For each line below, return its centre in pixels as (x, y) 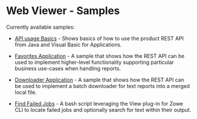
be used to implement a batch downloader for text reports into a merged (102, 86)
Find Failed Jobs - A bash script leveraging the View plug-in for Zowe (99, 103)
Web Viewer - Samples (63, 11)
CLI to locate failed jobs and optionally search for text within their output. (103, 110)
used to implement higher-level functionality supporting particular (94, 62)
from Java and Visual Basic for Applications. (68, 45)
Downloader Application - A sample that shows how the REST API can (99, 80)
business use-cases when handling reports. (68, 68)
